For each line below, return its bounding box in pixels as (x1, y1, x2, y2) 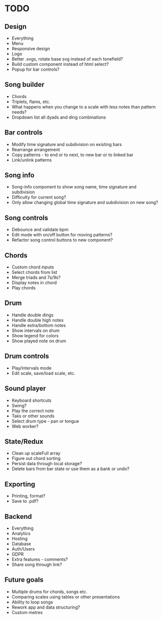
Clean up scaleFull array (11, 450, 61, 456)
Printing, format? (11, 493, 46, 499)
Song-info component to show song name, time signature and (11, 184, 137, 190)
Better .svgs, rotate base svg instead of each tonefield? (11, 56, 123, 62)
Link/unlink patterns (11, 157, 52, 163)
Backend (4, 512, 32, 520)
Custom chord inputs (11, 264, 54, 270)
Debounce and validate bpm (11, 227, 69, 232)
